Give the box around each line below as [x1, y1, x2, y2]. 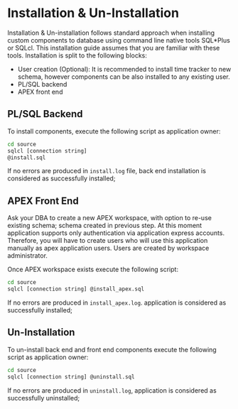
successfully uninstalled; [7, 393, 80, 402]
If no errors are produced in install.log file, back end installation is [7, 167, 206, 175]
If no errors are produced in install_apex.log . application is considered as [7, 298, 227, 307]
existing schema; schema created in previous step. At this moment [7, 222, 202, 230]
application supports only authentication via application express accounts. [7, 229, 225, 237]
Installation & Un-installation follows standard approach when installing [7, 28, 215, 37]
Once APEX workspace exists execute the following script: [7, 265, 179, 274]
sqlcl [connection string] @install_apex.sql [7, 285, 144, 293]
